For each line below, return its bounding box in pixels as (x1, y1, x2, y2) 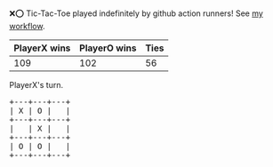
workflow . (9, 21, 45, 31)
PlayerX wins (13, 42, 71, 54)
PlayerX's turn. (9, 80, 64, 90)
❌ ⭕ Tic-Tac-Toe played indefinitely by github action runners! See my (9, 8, 264, 19)
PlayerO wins (79, 42, 137, 54)
